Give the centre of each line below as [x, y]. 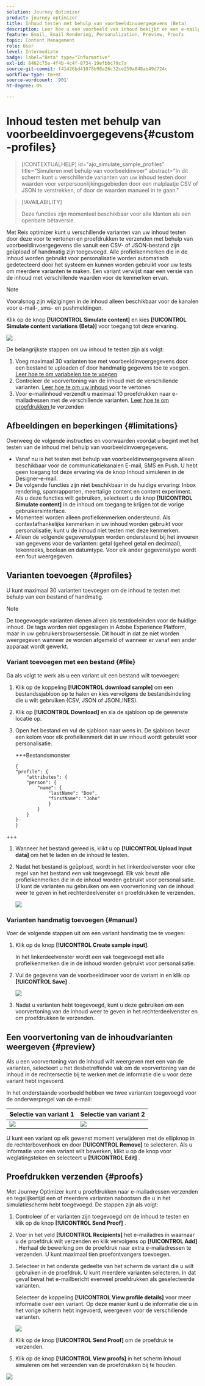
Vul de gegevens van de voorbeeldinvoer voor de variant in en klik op [103, 976]
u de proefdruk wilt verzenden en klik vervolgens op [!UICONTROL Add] [106, 1241]
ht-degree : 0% [24, 86]
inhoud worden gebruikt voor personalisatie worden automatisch [88, 258]
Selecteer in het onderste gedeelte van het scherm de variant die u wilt [104, 1266]
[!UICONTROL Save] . [42, 982]
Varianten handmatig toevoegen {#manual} [72, 920]
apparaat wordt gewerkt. [38, 646]
